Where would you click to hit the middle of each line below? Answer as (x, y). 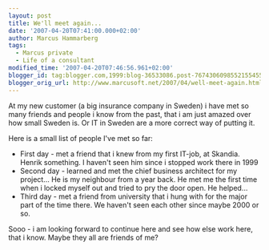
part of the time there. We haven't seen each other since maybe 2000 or (139, 204)
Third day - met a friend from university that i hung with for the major (134, 196)
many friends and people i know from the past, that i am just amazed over (130, 114)
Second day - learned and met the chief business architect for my (128, 171)
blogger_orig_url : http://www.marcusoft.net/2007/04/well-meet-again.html (136, 83)
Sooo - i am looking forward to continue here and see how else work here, (131, 228)
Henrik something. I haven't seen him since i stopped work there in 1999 (139, 162)
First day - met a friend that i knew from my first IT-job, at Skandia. (130, 154)
